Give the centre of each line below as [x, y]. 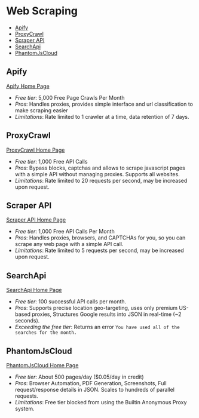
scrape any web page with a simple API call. [69, 244]
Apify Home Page [28, 86]
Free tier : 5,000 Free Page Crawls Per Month [70, 97]
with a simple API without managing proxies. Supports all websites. [97, 174]
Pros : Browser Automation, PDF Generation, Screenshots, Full [91, 383]
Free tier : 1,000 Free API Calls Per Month [65, 232]
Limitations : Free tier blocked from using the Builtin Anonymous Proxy [101, 402]
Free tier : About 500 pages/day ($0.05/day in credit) [79, 377]
